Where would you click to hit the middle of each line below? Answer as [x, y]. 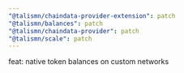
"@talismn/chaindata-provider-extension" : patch [92, 16]
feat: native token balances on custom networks [89, 62]
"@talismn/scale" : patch [50, 39]
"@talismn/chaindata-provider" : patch [74, 31]
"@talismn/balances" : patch [56, 24]
